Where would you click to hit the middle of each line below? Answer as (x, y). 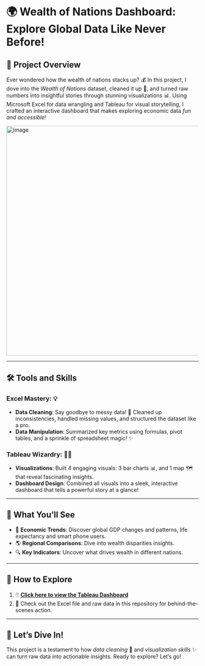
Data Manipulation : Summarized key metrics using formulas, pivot (99, 431)
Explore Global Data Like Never (86, 29)
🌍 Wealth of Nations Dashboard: (91, 12)
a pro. (23, 425)
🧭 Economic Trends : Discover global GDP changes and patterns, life (101, 529)
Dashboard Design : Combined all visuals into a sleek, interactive (96, 483)
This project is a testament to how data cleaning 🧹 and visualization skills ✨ (102, 649)
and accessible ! (27, 117)
